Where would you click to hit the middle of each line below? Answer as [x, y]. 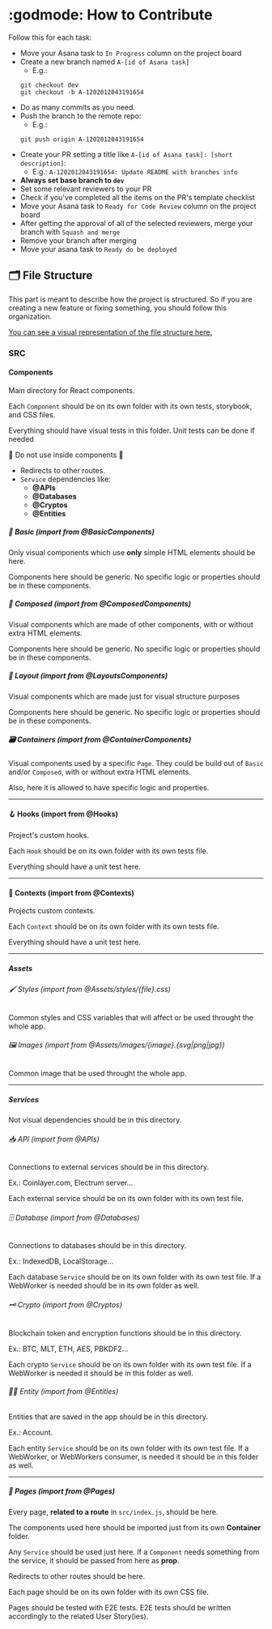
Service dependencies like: [65, 479]
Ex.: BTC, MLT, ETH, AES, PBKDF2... [68, 1349]
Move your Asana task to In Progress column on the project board [131, 53]
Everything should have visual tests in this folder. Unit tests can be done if [132, 430]
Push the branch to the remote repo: [81, 116]
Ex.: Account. [31, 1432]
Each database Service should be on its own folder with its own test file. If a [135, 1277]
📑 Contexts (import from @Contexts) [72, 892]
